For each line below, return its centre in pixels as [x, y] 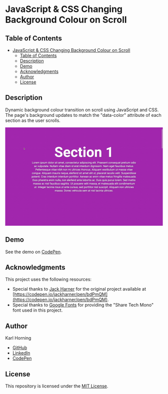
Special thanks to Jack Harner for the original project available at [79, 289]
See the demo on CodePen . [33, 252]
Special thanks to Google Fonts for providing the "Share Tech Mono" [83, 305]
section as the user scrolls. [33, 120]
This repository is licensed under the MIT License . [57, 386]
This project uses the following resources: [48, 279]
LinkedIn [21, 353]
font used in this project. [37, 310]
